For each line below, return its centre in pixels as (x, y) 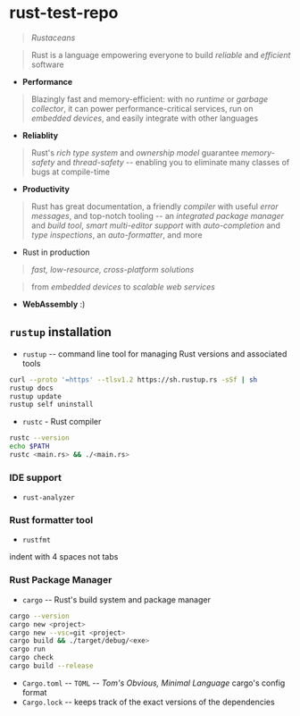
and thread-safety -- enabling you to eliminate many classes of (173, 162)
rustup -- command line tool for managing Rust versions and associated (154, 354)
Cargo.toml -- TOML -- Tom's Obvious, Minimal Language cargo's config (154, 683)
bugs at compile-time (70, 172)
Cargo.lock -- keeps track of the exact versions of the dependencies (148, 702)
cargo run (28, 649)
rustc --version (39, 438)
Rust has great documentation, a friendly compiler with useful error (154, 206)
